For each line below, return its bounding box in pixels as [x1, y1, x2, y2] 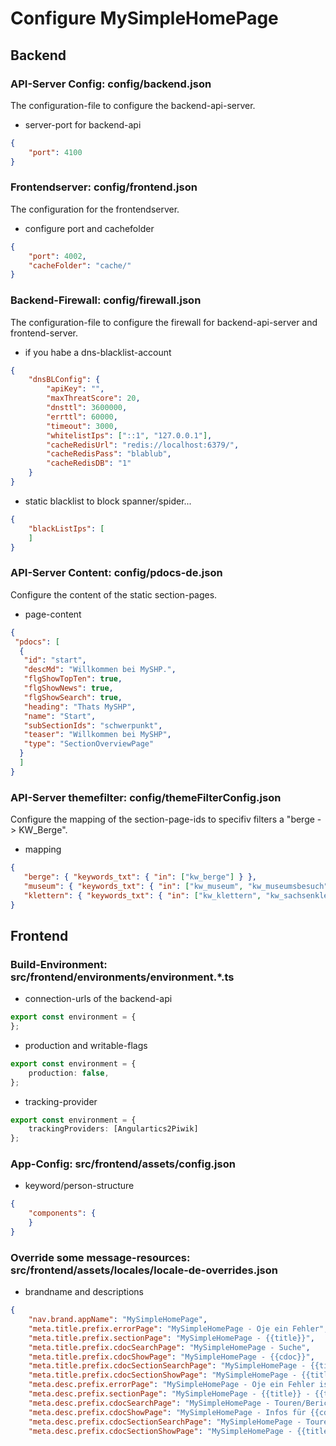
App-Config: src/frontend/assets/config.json [10, 1157, 236, 1171]
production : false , [28, 1068, 110, 1078]
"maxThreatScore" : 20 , [46, 393, 141, 404]
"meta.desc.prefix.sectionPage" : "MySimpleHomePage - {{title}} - [28, 1389, 311, 1399]
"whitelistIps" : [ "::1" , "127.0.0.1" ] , [46, 430, 213, 441]
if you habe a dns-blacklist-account [24, 346, 172, 358]
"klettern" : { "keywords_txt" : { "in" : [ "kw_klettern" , [23, 890, 262, 901]
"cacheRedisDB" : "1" [46, 458, 132, 469]
